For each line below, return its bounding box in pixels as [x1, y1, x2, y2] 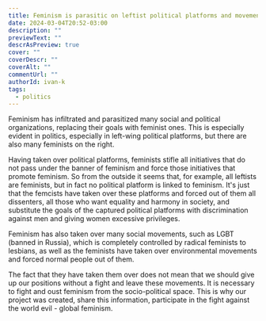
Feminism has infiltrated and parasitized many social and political [8, 114, 221, 124]
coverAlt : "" [8, 63, 51, 71]
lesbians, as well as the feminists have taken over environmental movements [8, 246, 257, 256]
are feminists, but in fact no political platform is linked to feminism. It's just [8, 180, 250, 190]
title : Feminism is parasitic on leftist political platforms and [8, 11, 232, 20]
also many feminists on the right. [8, 139, 115, 149]
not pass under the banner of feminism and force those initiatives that [8, 163, 236, 173]
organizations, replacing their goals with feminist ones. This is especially [8, 123, 245, 132]
